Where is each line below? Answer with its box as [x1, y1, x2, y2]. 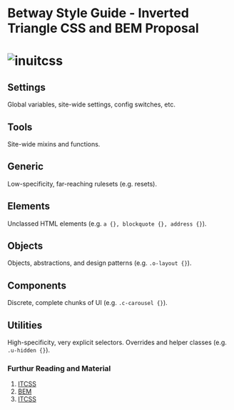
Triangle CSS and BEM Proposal [7, 20, 200, 36]
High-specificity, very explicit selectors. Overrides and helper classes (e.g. [7, 338, 227, 347]
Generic [7, 161, 44, 173]
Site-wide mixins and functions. [7, 140, 101, 148]
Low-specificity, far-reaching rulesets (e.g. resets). [7, 179, 157, 188]
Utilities [7, 319, 43, 331]
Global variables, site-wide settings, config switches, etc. [7, 100, 176, 109]
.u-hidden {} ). [7, 346, 51, 354]
